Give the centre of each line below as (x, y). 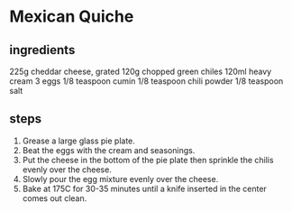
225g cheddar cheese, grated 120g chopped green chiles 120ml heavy (141, 71)
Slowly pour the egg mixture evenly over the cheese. (120, 179)
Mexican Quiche (72, 17)
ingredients (42, 50)
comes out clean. (55, 198)
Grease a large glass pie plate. (78, 141)
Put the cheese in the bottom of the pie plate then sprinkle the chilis (148, 160)
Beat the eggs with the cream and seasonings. (109, 150)
